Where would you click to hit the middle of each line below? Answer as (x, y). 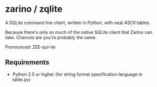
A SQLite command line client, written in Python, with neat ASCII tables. (78, 23)
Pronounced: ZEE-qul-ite (30, 47)
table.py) (21, 79)
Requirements (27, 62)
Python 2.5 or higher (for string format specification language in (77, 74)
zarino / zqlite (34, 9)
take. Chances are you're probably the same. (51, 37)
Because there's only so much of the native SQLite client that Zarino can (79, 32)
